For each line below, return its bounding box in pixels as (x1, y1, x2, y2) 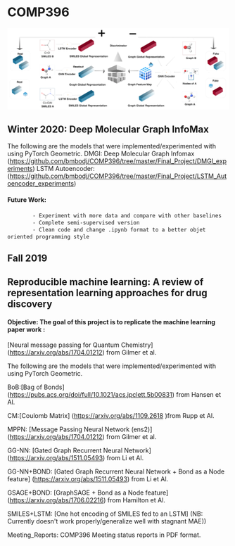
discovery (7, 298, 53, 310)
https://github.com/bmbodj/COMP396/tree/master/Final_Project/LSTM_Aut (9, 172, 227, 180)
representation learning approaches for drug (7, 287, 208, 299)
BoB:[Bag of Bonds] (7, 383, 65, 391)
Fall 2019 (7, 252, 48, 264)
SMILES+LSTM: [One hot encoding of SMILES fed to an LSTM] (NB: (7, 509, 203, 518)
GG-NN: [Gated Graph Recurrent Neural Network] (7, 446, 151, 455)
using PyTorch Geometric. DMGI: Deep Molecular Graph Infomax (7, 149, 195, 158)
